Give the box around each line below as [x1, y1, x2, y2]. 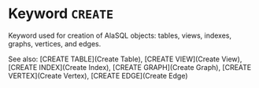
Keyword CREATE [8, 5, 114, 23]
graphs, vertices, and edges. [8, 38, 102, 48]
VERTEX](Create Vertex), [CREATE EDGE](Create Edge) [8, 71, 188, 80]
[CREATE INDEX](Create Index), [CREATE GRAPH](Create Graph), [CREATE [8, 62, 252, 71]
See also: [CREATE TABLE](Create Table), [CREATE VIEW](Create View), [8, 54, 242, 64]
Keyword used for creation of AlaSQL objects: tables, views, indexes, [8, 31, 232, 40]
